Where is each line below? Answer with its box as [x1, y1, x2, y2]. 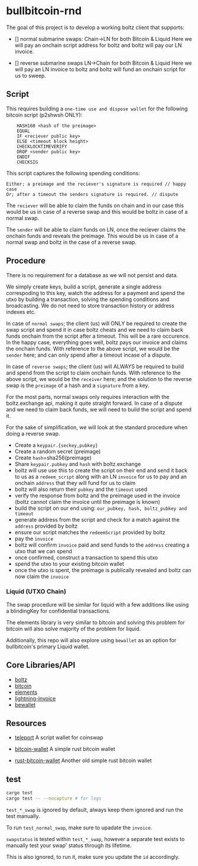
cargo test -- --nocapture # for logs [6, 795, 102, 802]
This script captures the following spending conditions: [6, 169, 140, 176]
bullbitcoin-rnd [6, 4, 82, 18]
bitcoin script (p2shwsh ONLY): [6, 111, 83, 118]
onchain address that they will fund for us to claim [14, 479, 136, 486]
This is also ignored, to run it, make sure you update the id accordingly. [6, 854, 180, 861]
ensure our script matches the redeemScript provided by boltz [14, 528, 165, 535]
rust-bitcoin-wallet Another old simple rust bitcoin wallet [14, 757, 152, 764]
